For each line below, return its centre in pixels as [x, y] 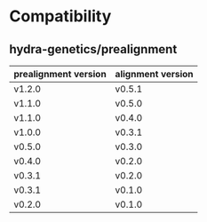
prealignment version [60, 74]
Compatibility [60, 16]
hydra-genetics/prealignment [93, 49]
